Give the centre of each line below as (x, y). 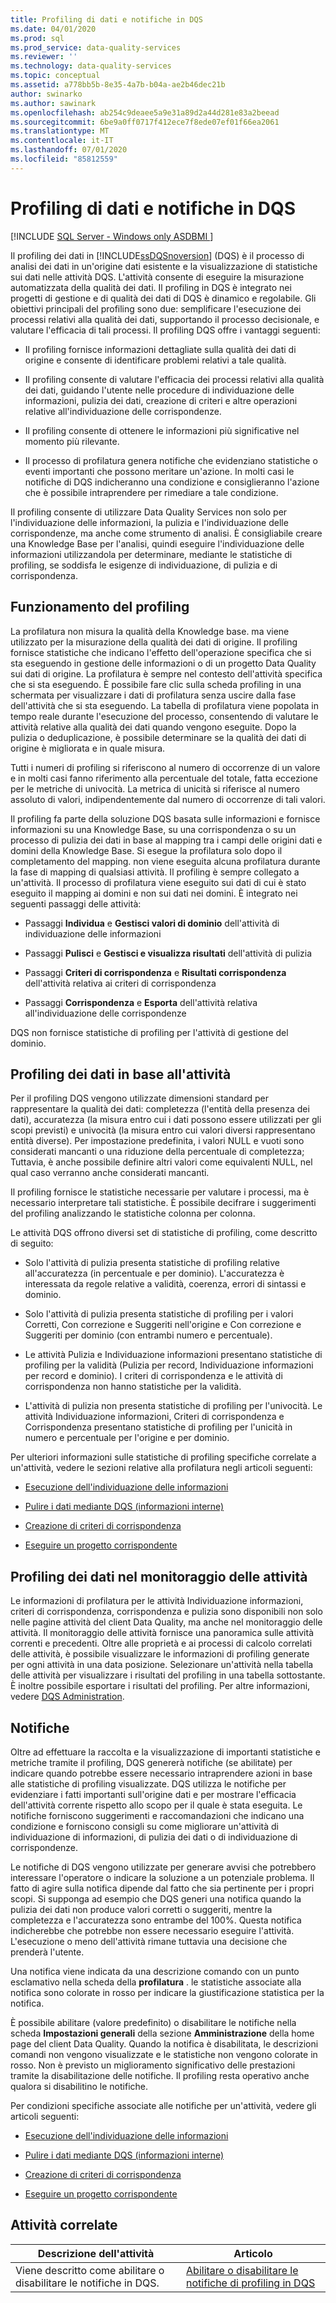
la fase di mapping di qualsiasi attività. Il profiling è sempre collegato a (155, 872)
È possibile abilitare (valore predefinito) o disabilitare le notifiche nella (153, 2022)
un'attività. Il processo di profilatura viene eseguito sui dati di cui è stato (158, 882)
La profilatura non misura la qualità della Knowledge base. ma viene (150, 631)
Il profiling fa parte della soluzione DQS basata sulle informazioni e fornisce (165, 818)
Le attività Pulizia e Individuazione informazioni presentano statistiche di (173, 1355)
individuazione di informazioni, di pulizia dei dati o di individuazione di (154, 1837)
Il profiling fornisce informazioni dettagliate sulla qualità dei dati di (160, 349)
